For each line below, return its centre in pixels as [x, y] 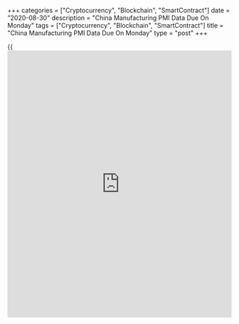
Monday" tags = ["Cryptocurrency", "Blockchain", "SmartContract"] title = [116, 25]
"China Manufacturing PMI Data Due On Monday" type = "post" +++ [108, 33]
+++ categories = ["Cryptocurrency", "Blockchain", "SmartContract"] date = [119, 10]
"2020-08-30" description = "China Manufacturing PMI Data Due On [108, 18]
